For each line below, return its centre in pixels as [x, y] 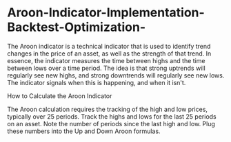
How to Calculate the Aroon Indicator [60, 96]
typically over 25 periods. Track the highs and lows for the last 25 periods [112, 116]
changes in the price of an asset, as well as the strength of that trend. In [109, 54]
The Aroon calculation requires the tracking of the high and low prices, [108, 109]
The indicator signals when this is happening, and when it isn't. [97, 82]
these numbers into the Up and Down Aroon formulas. [84, 131]
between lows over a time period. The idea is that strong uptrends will [106, 68]
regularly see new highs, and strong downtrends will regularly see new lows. [116, 75]
